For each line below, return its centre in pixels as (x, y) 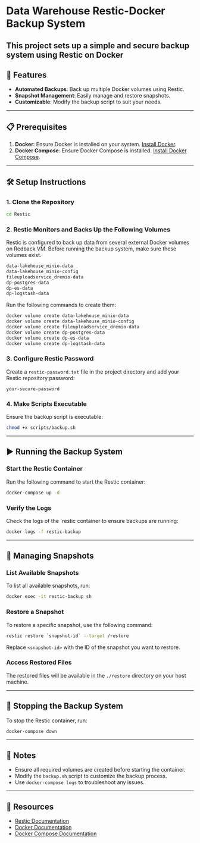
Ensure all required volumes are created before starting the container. (100, 770)
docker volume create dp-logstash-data (56, 343)
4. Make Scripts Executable (47, 404)
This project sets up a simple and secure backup (98, 46)
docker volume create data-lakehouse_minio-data (68, 316)
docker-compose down (32, 731)
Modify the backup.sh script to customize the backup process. (91, 776)
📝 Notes (21, 755)
